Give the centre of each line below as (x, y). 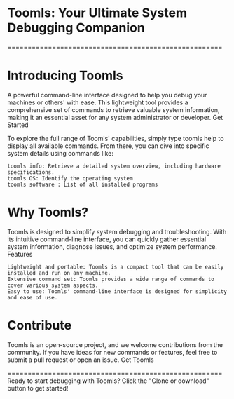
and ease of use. (33, 297)
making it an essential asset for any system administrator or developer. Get (115, 117)
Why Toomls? (48, 212)
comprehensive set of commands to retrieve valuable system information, (113, 109)
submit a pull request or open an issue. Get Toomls (81, 360)
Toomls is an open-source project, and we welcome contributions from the (115, 344)
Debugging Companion (76, 28)
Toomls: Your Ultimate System (97, 13)
